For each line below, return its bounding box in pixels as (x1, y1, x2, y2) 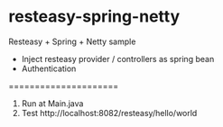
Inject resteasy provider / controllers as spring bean (21, 53, 215, 64)
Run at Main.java (21, 97, 84, 109)
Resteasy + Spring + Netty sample (8, 36, 136, 47)
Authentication (21, 63, 77, 74)
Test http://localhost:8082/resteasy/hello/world (21, 107, 198, 118)
